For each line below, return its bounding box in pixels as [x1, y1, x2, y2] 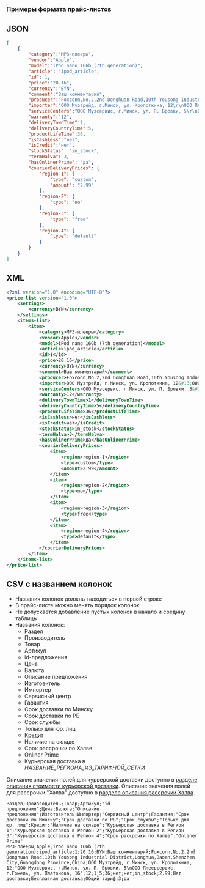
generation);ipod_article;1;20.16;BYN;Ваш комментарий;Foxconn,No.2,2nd [6, 849, 195, 855]
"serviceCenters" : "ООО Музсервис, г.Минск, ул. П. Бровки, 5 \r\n [28, 108, 198, 114]
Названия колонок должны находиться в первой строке [15, 595, 162, 602]
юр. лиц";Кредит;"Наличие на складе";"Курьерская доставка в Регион [6, 822, 184, 829]
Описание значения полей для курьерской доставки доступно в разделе [6, 776, 198, 783]
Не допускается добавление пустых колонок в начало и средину [15, 608, 185, 616]
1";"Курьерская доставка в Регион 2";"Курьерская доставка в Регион [6, 827, 184, 834]
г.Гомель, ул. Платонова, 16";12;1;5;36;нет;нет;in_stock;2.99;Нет [6, 870, 182, 876]
